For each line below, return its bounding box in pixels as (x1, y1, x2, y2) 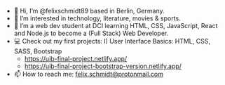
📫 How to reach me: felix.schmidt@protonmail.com (13, 70, 163, 78)
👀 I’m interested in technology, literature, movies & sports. (13, 14, 181, 22)
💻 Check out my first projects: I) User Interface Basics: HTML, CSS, (13, 37, 210, 45)
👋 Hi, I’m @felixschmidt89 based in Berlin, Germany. (13, 7, 165, 15)
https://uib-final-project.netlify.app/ (24, 55, 128, 63)
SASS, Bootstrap (13, 47, 62, 55)
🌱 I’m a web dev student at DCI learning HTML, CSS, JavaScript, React (13, 22, 218, 30)
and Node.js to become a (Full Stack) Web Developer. (13, 29, 169, 37)
